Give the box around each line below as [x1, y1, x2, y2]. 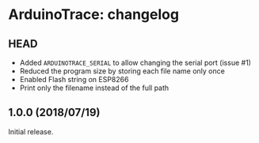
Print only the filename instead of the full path [19, 83, 169, 92]
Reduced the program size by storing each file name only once [19, 66, 226, 76]
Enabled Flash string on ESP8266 [19, 75, 129, 84]
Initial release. [8, 126, 54, 136]
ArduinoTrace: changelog [8, 6, 180, 24]
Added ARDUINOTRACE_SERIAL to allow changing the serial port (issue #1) [19, 58, 252, 67]
